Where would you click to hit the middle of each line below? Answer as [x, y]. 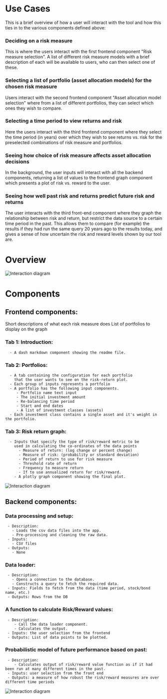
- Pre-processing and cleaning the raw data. [60, 535]
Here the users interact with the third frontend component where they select [83, 132]
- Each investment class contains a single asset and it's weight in [83, 414]
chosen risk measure [31, 87]
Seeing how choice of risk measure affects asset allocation [78, 155]
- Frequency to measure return [51, 468]
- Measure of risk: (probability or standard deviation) [79, 455]
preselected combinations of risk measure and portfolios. [64, 142]
